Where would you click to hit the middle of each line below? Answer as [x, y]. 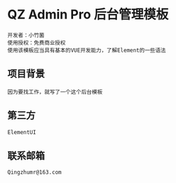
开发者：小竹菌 [26, 35]
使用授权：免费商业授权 [37, 43]
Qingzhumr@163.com [34, 172]
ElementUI [22, 132]
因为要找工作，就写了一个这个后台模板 [55, 92]
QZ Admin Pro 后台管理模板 [88, 15]
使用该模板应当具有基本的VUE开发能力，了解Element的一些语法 [87, 50]
